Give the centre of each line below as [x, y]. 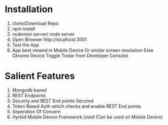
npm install [24, 28]
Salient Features [40, 76]
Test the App [25, 45]
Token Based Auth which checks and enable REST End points [76, 106]
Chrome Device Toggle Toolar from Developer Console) [70, 55]
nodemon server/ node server [43, 34]
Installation [29, 9]
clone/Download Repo [35, 23]
